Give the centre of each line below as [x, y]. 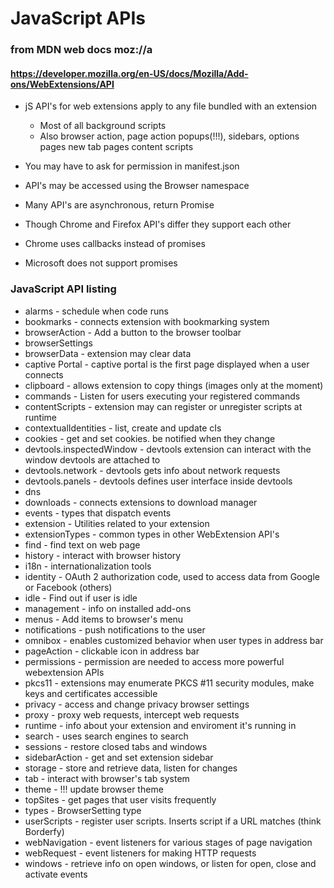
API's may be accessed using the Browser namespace [137, 186]
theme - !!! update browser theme [94, 789]
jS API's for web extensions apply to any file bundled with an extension [171, 106]
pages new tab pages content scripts [116, 147]
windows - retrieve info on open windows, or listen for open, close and [170, 863]
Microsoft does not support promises [101, 263]
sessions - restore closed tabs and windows [116, 746]
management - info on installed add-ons [108, 608]
